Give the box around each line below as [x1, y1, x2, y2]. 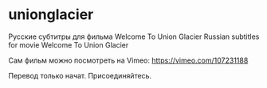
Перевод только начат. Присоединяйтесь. [8, 71, 152, 80]
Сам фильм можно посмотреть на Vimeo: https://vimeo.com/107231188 [8, 55, 249, 65]
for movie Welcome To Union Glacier [8, 40, 129, 49]
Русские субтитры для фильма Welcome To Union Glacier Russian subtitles [8, 32, 260, 41]
